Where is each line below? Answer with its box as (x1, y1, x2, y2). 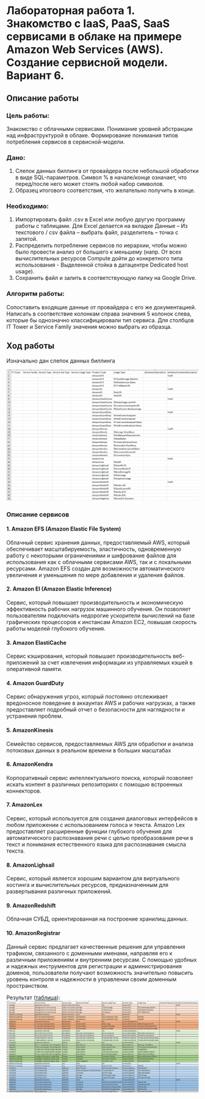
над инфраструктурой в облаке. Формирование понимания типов (6, 131, 179, 139)
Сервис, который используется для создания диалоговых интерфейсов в (6, 814, 198, 822)
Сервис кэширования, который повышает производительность (6, 652, 172, 660)
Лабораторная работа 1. (6, 4, 135, 18)
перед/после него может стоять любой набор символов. (15, 180, 165, 188)
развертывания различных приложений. (6, 888, 112, 895)
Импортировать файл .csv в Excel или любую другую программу (15, 216, 186, 223)
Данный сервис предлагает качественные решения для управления (6, 943, 185, 950)
